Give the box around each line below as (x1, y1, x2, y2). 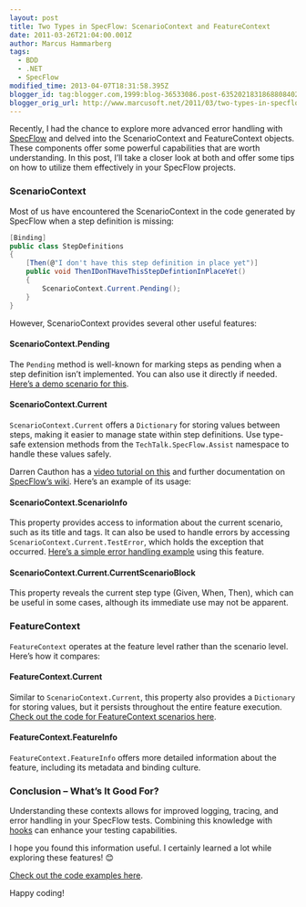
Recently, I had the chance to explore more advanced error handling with (9, 123, 283, 134)
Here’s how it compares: (9, 650, 100, 661)
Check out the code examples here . (9, 870, 144, 881)
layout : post (9, 13, 59, 23)
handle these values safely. (9, 448, 112, 459)
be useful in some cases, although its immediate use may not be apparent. (9, 597, 289, 608)
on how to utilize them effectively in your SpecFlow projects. (9, 162, 237, 174)
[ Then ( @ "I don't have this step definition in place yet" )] (25, 258, 259, 268)
